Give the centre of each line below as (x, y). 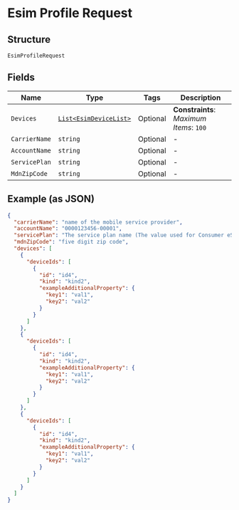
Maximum (190, 118)
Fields (21, 77)
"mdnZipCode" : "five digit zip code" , (71, 242)
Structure (29, 40)
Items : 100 (190, 127)
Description (201, 98)
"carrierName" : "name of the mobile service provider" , (98, 222)
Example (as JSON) (51, 199)
